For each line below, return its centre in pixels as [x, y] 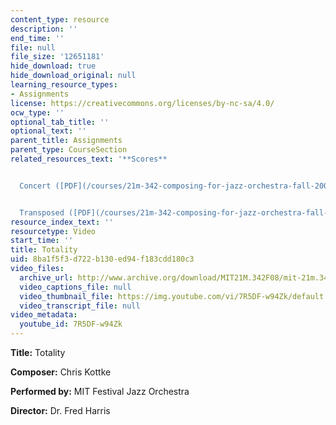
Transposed [42, 212]
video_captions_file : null [75, 287]
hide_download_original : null [73, 76]
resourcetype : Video [53, 231]
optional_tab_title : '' [60, 122]
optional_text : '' [48, 131]
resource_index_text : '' [62, 222]
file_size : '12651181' [57, 57]
